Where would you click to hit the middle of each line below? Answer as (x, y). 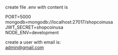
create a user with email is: (33, 42)
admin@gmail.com (25, 47)
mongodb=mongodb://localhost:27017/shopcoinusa (59, 22)
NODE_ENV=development (32, 32)
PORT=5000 (18, 17)
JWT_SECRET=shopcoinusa (34, 27)
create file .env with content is (37, 7)
